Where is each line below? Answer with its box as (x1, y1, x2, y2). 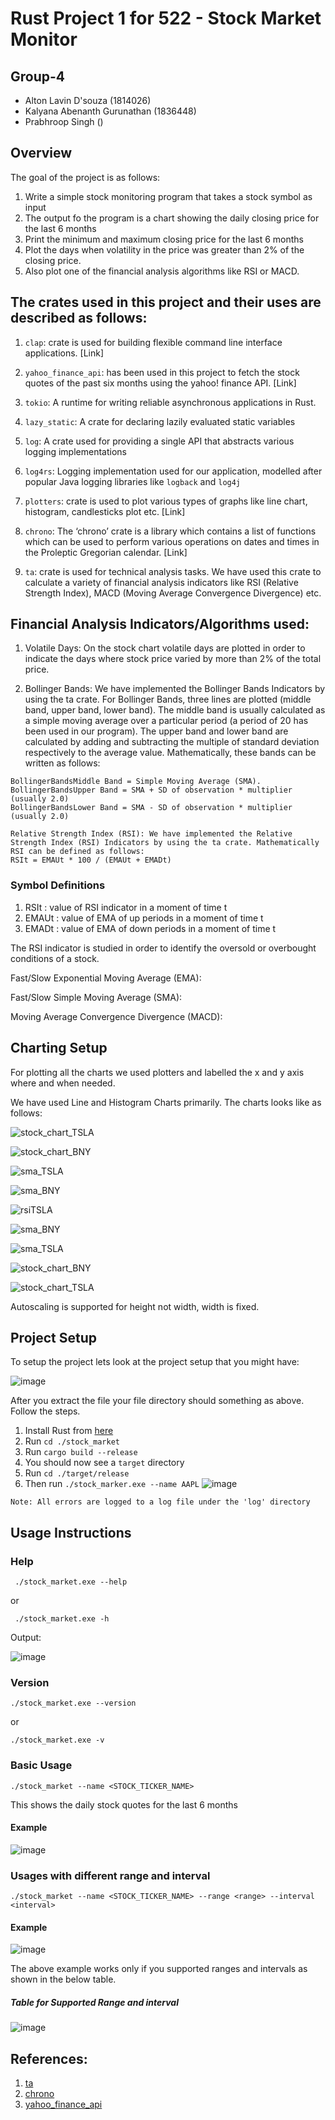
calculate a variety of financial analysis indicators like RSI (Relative (24, 576, 299, 588)
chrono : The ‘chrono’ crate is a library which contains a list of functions (24, 525, 317, 537)
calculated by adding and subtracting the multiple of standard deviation (24, 736, 320, 748)
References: (10, 2050, 88, 2067)
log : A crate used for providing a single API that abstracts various (24, 435, 295, 447)
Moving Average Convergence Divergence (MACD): (10, 1010, 223, 1022)
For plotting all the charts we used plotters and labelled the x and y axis (10, 1066, 305, 1078)
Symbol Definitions (10, 878, 106, 892)
